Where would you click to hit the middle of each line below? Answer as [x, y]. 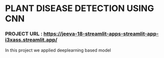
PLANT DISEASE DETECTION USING [80, 8]
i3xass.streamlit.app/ [31, 40]
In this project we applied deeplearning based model [58, 50]
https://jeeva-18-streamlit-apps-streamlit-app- [101, 34]
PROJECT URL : [24, 34]
